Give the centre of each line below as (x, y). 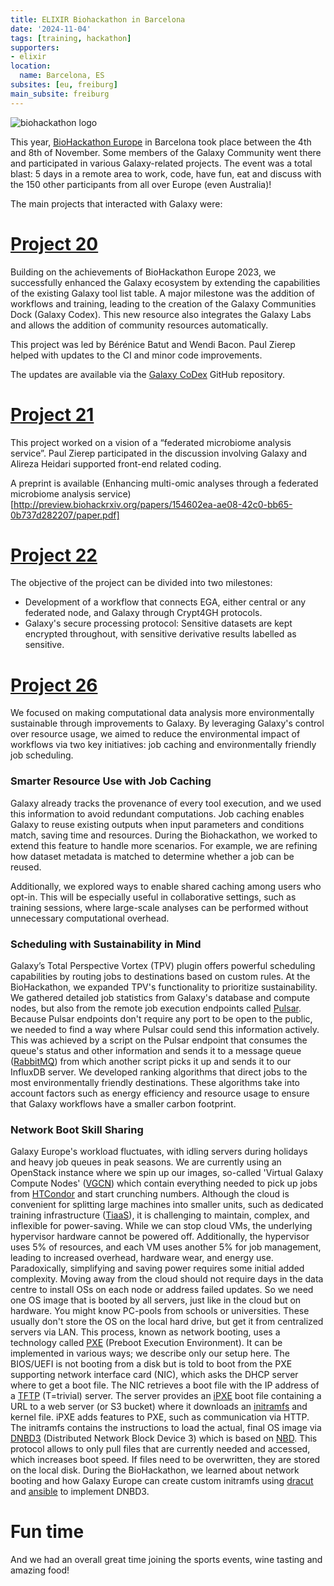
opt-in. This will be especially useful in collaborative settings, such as (153, 897)
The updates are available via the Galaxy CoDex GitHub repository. (148, 374)
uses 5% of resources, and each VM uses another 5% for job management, (166, 1247)
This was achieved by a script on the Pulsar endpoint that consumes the (159, 1040)
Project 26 (54, 685)
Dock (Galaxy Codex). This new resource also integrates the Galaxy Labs (161, 314)
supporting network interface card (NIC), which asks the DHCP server (154, 1375)
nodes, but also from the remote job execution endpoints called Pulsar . (156, 1008)
